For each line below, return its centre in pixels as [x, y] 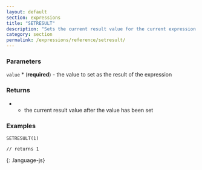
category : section [29, 35]
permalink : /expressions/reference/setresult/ [66, 40]
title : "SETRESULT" [31, 23]
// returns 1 [23, 149]
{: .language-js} [26, 160]
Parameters [24, 61]
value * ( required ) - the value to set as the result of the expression [89, 75]
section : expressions [34, 18]
